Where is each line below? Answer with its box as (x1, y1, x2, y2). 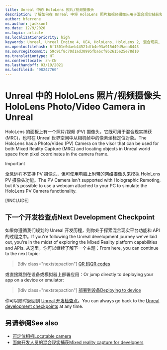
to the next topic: (5, 250, 40, 256)
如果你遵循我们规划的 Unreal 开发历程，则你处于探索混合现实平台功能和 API (5, 227, 160, 233)
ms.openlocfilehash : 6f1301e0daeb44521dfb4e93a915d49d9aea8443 (5, 44, 139, 49)
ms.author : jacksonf (5, 21, 48, 26)
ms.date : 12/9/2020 (5, 26, 46, 31)
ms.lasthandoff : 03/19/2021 (5, 63, 64, 68)
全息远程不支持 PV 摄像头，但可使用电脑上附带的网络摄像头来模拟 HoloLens (5, 171, 161, 177)
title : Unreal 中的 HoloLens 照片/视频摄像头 (5, 7, 94, 12)
